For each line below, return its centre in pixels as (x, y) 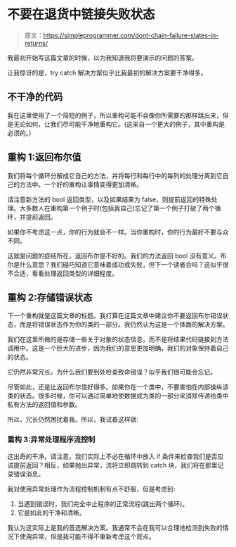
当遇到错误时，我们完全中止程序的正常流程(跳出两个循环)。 (103, 503)
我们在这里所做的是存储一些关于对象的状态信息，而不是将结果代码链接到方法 (118, 339)
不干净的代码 (35, 97)
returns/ (36, 43)
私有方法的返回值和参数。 (44, 405)
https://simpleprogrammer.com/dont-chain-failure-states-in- (131, 35)
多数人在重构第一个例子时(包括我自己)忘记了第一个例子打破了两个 (120, 208)
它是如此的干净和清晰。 (51, 513)
